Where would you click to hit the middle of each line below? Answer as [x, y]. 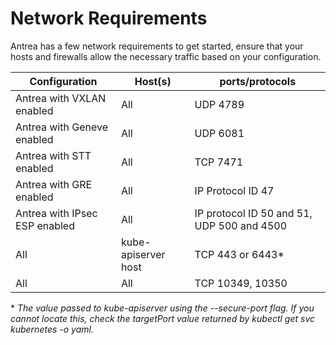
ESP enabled [45, 225]
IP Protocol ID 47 [234, 190]
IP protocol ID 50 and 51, [253, 213]
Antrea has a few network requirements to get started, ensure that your [157, 46]
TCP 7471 [219, 162]
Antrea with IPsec [56, 213]
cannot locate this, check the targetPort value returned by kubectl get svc [163, 318]
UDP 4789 [219, 104]
